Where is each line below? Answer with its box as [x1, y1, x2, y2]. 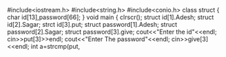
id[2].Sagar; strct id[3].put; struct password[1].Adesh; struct [7, 21, 178, 28]
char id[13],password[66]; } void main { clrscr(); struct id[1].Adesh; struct [7, 13, 214, 21]
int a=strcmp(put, [30, 43, 81, 50]
